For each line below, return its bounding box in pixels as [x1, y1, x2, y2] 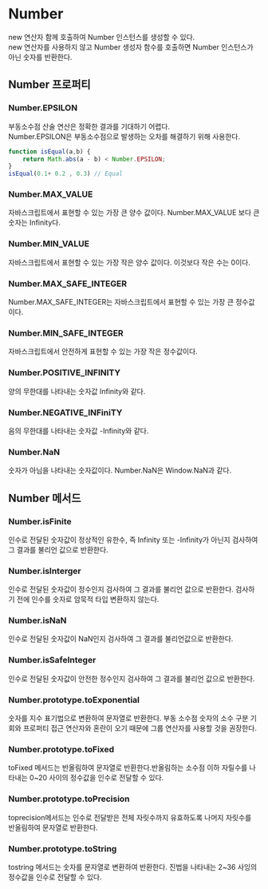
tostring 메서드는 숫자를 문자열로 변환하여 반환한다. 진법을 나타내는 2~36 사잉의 [8, 862, 258, 871]
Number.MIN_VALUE [8, 238, 90, 249]
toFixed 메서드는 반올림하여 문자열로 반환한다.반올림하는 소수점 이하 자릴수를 [8, 763, 248, 772]
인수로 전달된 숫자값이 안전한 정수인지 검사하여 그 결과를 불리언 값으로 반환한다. [8, 673, 255, 684]
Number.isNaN [8, 615, 67, 626]
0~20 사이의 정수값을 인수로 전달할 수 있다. [29, 773, 164, 783]
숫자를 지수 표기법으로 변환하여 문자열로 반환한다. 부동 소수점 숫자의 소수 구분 [8, 713, 249, 724]
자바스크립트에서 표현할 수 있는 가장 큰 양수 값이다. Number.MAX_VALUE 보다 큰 [8, 208, 260, 217]
